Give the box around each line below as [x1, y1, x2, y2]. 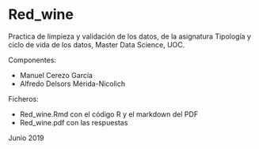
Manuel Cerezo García [19, 70, 93, 80]
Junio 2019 [8, 132, 45, 143]
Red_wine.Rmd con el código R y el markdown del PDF [19, 109, 199, 119]
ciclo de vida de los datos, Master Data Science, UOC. [8, 39, 185, 49]
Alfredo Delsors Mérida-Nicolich [19, 79, 126, 88]
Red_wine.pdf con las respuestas [19, 117, 128, 127]
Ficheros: [8, 94, 39, 103]
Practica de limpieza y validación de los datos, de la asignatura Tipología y [8, 32, 252, 41]
